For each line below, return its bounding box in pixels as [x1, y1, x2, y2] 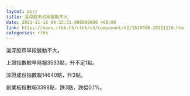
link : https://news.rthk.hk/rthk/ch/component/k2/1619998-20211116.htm [6, 24, 184, 31]
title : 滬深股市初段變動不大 [6, 14, 68, 20]
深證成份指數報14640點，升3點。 [6, 72, 86, 79]
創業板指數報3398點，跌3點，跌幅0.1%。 [6, 84, 105, 91]
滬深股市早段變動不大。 [6, 47, 63, 54]
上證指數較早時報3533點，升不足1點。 [6, 59, 98, 66]
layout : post [6, 8, 38, 15]
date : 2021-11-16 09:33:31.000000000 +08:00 [6, 19, 116, 25]
